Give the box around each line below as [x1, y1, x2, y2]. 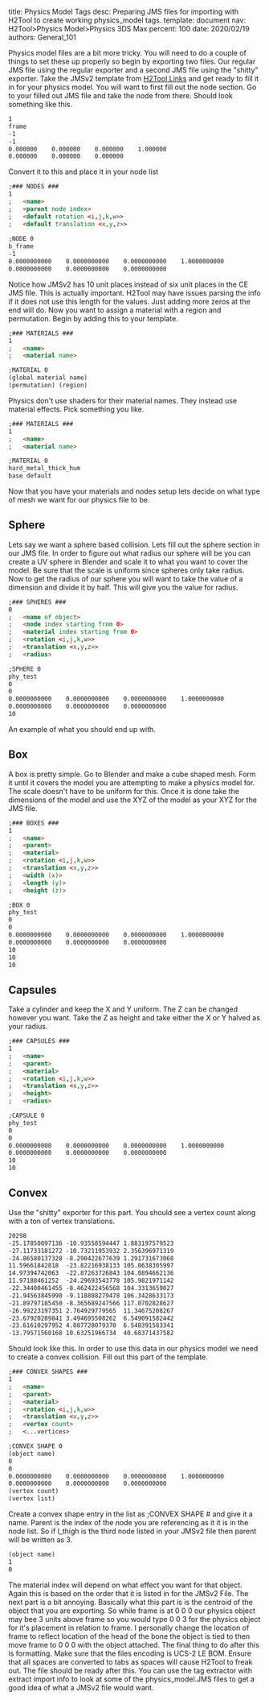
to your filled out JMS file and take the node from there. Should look [8, 91, 233, 100]
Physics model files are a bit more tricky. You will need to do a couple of [8, 48, 247, 57]
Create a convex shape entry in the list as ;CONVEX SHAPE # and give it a [8, 1509, 253, 1519]
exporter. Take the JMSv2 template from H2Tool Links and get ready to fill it [8, 74, 259, 83]
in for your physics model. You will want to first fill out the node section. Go [8, 82, 257, 92]
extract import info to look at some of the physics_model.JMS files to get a [8, 1674, 255, 1684]
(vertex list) [8, 1495, 56, 1503]
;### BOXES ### [8, 819, 59, 827]
